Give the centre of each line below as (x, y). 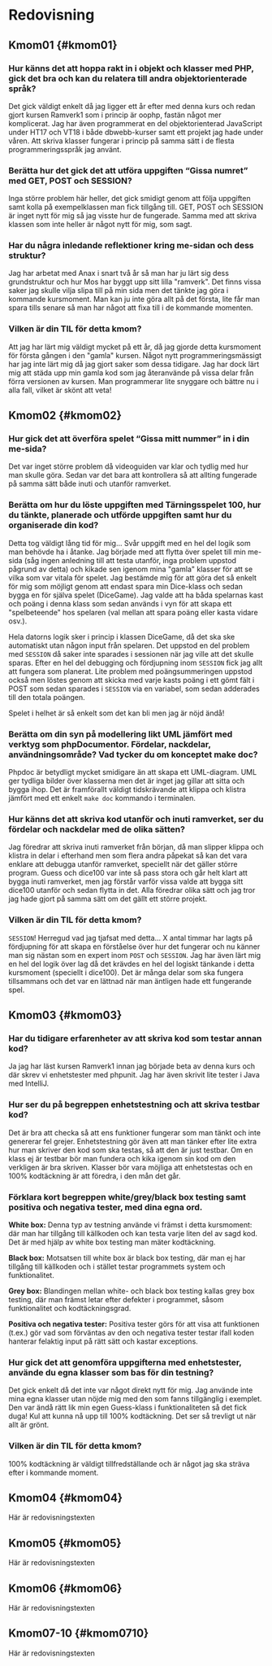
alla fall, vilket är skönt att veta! (60, 390)
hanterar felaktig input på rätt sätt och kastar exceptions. (104, 1341)
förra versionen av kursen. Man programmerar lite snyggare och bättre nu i (134, 381)
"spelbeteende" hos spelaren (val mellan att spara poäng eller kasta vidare (133, 612)
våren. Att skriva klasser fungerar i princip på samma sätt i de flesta (121, 141)
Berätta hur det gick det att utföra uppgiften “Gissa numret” (128, 170)
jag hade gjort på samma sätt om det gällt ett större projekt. (108, 899)
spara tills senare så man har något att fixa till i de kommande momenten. (131, 308)
